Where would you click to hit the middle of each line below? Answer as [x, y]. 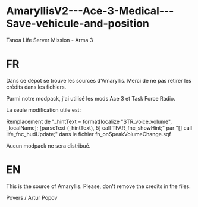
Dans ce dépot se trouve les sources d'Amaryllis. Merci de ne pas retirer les [99, 80]
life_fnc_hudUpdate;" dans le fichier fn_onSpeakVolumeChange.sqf [89, 134]
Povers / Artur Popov [32, 197]
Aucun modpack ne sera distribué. [48, 145]
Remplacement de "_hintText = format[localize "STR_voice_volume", [89, 121]
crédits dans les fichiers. [36, 87]
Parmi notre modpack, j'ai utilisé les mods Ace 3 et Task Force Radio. [91, 98]
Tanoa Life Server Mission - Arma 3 [50, 40]
